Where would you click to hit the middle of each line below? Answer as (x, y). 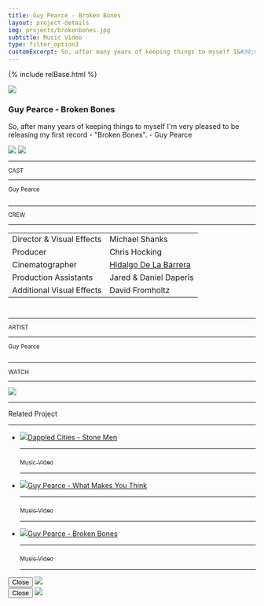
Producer (29, 252)
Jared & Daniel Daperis (152, 277)
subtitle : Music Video (45, 37)
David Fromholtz (140, 290)
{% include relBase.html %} (53, 74)
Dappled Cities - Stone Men (72, 438)
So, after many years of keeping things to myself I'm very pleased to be (124, 127)
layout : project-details (49, 23)
